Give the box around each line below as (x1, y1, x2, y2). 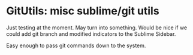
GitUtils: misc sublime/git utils (6, 4, 160, 18)
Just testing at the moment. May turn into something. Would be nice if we (6, 24, 188, 31)
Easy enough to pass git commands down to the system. (6, 42, 146, 49)
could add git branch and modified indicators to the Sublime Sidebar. (6, 30, 176, 37)
